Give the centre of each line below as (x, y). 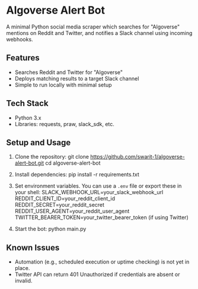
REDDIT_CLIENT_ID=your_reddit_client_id (65, 198)
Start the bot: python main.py (50, 229)
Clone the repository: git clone (52, 157)
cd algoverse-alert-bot (73, 163)
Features (23, 58)
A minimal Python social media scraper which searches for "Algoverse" (93, 27)
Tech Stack (27, 103)
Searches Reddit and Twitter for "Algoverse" (69, 72)
